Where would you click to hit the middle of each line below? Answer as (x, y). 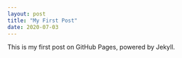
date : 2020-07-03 (33, 27)
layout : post (27, 14)
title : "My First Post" (43, 21)
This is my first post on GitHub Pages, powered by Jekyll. (91, 47)
